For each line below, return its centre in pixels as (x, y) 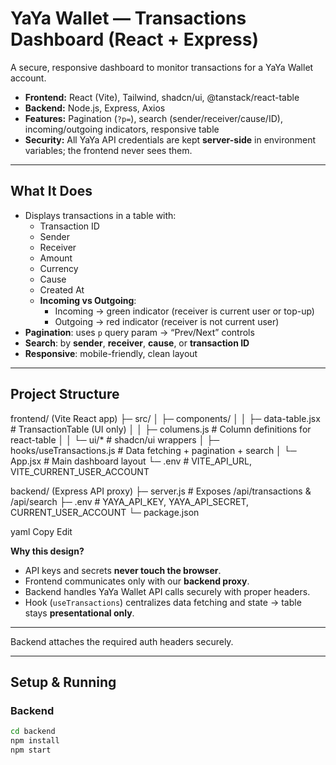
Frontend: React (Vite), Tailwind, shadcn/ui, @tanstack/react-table (162, 97)
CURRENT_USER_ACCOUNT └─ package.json (105, 512)
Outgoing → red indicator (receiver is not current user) (167, 321)
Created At (62, 289)
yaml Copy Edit (41, 531)
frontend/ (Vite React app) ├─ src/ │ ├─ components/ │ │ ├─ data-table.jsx (165, 418)
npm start (31, 750)
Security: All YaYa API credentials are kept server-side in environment (170, 139)
